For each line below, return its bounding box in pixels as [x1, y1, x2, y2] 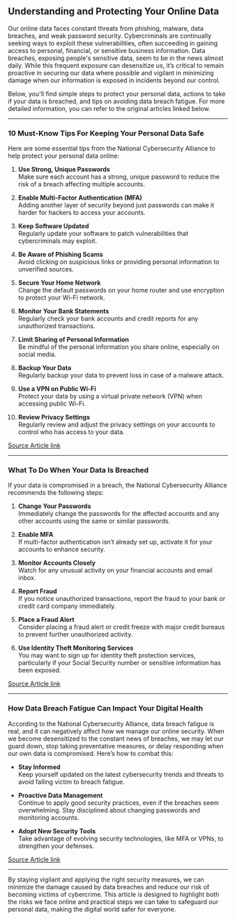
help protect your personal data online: [8, 151, 119, 160]
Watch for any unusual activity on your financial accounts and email [17, 566, 213, 574]
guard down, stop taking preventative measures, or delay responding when [8, 741, 224, 750]
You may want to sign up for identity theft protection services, [17, 651, 196, 660]
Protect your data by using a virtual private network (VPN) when [17, 392, 203, 401]
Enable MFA [17, 531, 54, 539]
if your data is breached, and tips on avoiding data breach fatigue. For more [8, 97, 225, 105]
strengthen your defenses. [17, 841, 95, 850]
